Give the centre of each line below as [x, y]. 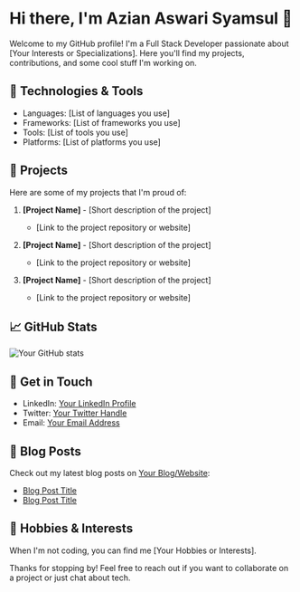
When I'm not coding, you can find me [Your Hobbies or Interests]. [133, 550]
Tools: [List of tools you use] [75, 132]
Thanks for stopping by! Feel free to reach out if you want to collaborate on [149, 568]
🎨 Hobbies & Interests [71, 529]
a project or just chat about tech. [70, 578]
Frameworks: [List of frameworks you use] [101, 122]
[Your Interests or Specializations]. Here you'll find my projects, [127, 53]
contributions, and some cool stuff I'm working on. [103, 62]
